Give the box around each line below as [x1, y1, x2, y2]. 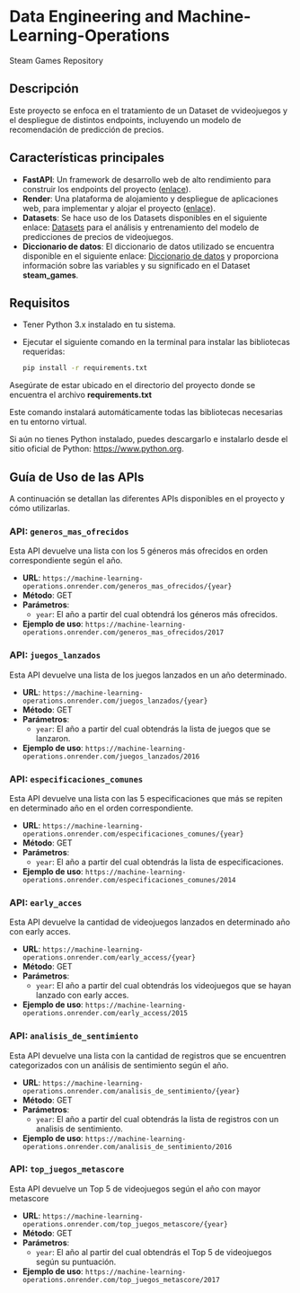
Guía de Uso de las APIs [9, 469, 145, 484]
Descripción [9, 81, 79, 96]
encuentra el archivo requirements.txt [9, 389, 153, 401]
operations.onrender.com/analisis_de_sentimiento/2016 [22, 1142, 233, 1151]
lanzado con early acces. [35, 990, 129, 1001]
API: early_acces [9, 896, 83, 908]
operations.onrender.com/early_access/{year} [22, 953, 196, 962]
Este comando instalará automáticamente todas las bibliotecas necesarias [9, 407, 283, 418]
